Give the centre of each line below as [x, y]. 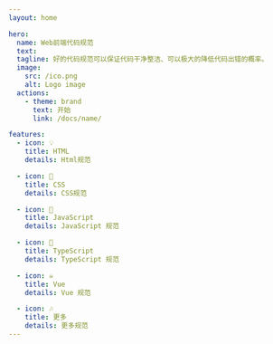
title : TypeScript [59, 251]
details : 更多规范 [56, 326]
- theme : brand [53, 101]
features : [27, 135]
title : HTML [47, 152]
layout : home [33, 18]
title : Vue [45, 284]
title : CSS [45, 185]
